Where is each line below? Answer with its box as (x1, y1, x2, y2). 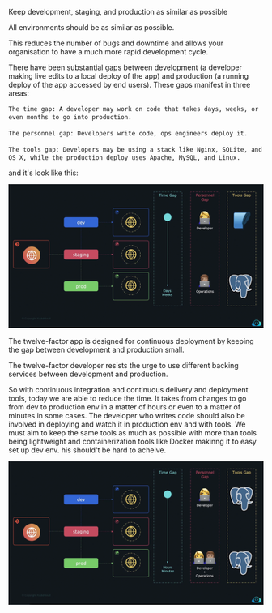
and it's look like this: (8, 168, 79, 178)
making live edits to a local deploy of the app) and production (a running (8, 71, 249, 80)
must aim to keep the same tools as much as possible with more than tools (8, 427, 257, 437)
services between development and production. (8, 369, 168, 379)
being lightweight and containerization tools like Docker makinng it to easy (8, 436, 257, 446)
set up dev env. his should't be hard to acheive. (8, 445, 167, 455)
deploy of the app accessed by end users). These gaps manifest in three (8, 80, 251, 89)
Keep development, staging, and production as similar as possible (8, 7, 228, 16)
